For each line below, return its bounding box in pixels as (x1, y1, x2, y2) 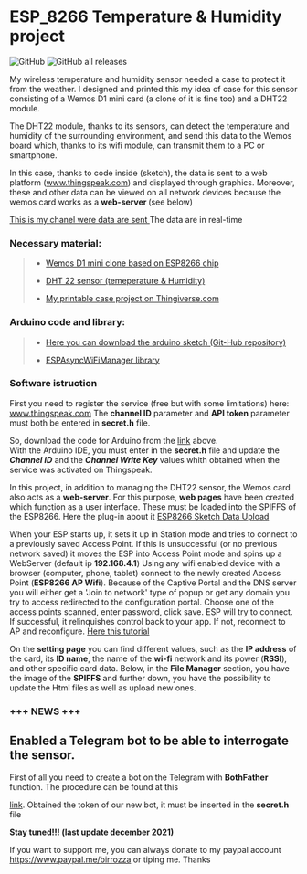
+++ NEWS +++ (9, 705, 81, 718)
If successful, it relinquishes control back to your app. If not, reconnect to (9, 616, 286, 627)
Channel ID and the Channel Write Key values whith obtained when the (9, 454, 281, 465)
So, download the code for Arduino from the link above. (9, 435, 218, 446)
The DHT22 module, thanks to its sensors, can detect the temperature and (9, 121, 290, 132)
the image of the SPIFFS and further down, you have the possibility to (9, 672, 271, 683)
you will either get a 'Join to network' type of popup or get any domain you (9, 586, 291, 597)
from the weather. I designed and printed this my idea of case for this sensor (9, 83, 298, 94)
